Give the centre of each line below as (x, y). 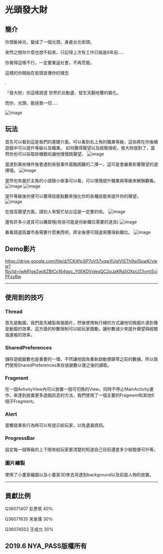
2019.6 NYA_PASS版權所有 (46, 546)
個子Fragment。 (21, 401)
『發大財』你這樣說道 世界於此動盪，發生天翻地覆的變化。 (63, 92)
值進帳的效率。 (20, 335)
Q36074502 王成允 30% (29, 529)
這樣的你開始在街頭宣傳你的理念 (37, 73)
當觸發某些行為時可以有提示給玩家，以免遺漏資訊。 (56, 425)
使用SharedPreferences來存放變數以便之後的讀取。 (60, 365)
